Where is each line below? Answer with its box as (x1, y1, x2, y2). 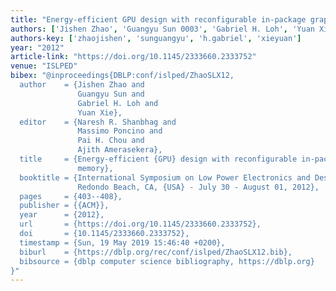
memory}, (77, 163, 114, 173)
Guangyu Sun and (77, 89, 145, 99)
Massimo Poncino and (77, 126, 163, 136)
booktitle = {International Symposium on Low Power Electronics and (19, 172, 311, 183)
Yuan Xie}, (77, 107, 123, 118)
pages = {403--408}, (19, 191, 123, 201)
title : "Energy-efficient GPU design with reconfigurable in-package (10, 14, 307, 25)
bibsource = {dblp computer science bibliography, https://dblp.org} (19, 256, 315, 266)
